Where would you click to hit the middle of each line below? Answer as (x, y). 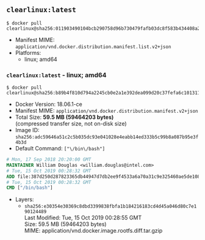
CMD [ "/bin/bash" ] (30, 188)
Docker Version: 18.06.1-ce (49, 104)
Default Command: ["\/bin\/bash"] (60, 149)
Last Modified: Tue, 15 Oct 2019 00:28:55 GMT (83, 218)
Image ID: (27, 130)
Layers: (24, 199)
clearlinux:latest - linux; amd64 (56, 75)
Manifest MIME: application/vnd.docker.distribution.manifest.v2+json (106, 111)
